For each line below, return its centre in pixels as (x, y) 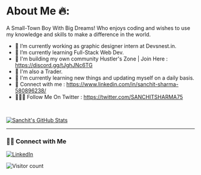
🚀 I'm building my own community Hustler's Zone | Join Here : (91, 59)
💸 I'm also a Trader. (39, 71)
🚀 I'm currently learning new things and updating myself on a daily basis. (104, 78)
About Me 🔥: (38, 11)
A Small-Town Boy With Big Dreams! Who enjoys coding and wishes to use (98, 28)
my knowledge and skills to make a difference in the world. (79, 34)
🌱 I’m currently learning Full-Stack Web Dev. (69, 52)
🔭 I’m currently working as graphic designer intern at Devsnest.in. (95, 46)
